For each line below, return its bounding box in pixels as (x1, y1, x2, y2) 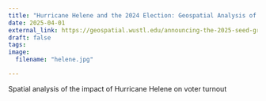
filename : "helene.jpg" (15, 56, 93, 64)
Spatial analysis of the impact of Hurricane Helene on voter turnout (8, 84, 227, 93)
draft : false (8, 33, 51, 42)
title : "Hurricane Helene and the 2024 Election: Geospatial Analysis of (8, 11, 257, 20)
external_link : (8, 26, 59, 34)
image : (8, 48, 30, 56)
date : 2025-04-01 (8, 19, 66, 27)
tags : (8, 41, 26, 49)
